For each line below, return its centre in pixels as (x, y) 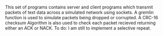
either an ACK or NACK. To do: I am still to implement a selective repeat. (78, 28)
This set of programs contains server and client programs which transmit (79, 7)
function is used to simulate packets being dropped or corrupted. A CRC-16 (82, 18)
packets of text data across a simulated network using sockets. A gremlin (80, 12)
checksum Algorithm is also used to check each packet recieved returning (81, 23)
